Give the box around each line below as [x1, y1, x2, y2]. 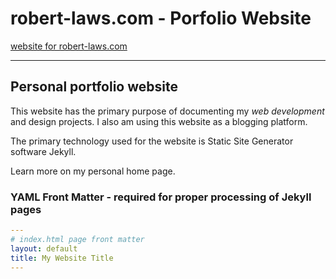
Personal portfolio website [10, 78, 178, 96]
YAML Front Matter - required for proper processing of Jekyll [10, 190, 312, 204]
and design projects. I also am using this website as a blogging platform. [10, 115, 308, 127]
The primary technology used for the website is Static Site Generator [10, 135, 294, 147]
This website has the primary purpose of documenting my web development [10, 105, 325, 117]
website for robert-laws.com [10, 40, 128, 52]
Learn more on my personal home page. [10, 165, 176, 177]
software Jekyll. [10, 145, 77, 157]
